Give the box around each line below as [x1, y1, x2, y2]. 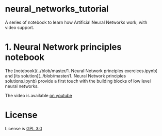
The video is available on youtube [5, 92, 72, 98]
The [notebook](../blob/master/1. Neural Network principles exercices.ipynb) [5, 68, 158, 74]
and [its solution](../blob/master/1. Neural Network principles [5, 73, 126, 78]
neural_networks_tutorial [5, 3, 109, 15]
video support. [5, 24, 34, 30]
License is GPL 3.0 [5, 125, 43, 131]
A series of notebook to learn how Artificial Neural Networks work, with [5, 19, 147, 25]
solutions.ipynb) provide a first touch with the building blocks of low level [5, 78, 151, 84]
